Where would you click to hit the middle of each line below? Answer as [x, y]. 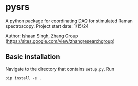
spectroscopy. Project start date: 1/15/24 [47, 26]
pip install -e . [23, 78]
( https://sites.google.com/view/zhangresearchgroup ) [60, 41]
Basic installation [33, 57]
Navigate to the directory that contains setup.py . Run [60, 69]
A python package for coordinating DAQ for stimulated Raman [69, 21]
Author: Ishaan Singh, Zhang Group [42, 36]
